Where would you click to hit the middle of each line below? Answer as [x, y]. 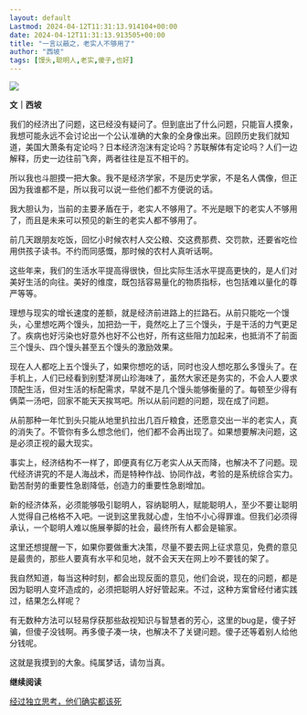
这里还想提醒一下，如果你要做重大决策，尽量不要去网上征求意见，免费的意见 [153, 547]
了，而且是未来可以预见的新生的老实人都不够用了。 [106, 220]
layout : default [40, 18]
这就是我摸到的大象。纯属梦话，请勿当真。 [90, 662]
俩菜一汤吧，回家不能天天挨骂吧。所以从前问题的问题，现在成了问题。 [142, 400]
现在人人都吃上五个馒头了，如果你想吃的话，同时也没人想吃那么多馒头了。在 [153, 366]
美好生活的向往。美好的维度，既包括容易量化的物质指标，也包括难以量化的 [149, 282]
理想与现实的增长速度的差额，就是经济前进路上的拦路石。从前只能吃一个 [145, 313]
